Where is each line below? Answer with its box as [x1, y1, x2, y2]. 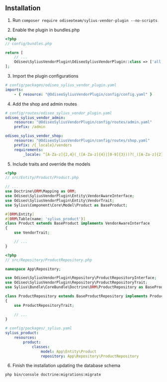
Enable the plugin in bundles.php [12, 27, 80, 33]
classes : [31, 344, 50, 349]
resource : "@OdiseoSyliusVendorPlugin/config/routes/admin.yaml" [14, 120, 153, 125]
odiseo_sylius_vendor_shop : [5, 133, 64, 138]
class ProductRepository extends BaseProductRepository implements [5, 294, 148, 299]
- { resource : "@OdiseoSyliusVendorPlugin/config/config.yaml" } [14, 92, 153, 97]
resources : [14, 335, 37, 340]
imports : [5, 87, 23, 92]
